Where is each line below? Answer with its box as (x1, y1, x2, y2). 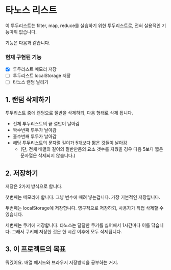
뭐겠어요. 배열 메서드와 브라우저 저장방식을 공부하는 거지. (5, 259, 118, 265)
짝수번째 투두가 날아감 (12, 127, 57, 133)
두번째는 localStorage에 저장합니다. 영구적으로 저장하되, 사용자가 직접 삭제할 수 (5, 205, 164, 211)
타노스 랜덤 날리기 (12, 79, 48, 85)
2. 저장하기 (5, 169, 38, 177)
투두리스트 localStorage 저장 (12, 72, 71, 79)
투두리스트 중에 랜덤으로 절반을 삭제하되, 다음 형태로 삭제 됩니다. (5, 110, 134, 116)
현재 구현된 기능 (5, 53, 42, 61)
